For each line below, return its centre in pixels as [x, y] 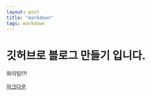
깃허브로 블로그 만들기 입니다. [76, 55]
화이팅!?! [17, 73]
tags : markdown [26, 23]
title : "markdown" [30, 18]
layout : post [23, 12]
